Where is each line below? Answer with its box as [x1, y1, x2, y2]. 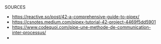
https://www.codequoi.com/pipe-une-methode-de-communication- [11, 24, 151, 30]
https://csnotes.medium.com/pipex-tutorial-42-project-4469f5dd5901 [11, 19, 156, 25]
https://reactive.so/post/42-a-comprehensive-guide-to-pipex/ [11, 14, 140, 19]
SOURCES [4, 4, 26, 10]
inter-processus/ [11, 30, 46, 35]
